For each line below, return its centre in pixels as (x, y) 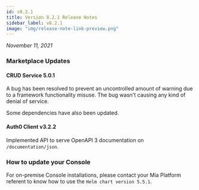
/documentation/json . (33, 146)
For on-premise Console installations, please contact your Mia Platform (94, 175)
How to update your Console (48, 162)
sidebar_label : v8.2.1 (34, 23)
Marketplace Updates (38, 61)
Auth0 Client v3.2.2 (31, 126)
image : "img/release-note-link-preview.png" (62, 28)
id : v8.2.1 (20, 12)
